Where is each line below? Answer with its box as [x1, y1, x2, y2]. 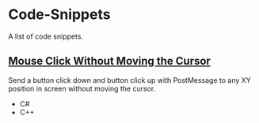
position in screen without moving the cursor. [8, 84, 156, 93]
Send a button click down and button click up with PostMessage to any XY [8, 75, 251, 84]
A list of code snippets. [8, 32, 84, 41]
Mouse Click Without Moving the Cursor [8, 54, 211, 68]
